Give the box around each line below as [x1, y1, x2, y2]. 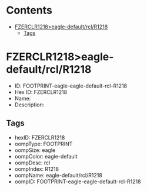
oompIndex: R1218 [14, 165, 59, 172]
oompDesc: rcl [14, 159, 51, 166]
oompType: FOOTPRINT [14, 140, 73, 147]
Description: [14, 101, 45, 108]
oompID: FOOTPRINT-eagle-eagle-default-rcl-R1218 [14, 178, 141, 185]
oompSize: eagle [14, 146, 56, 154]
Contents [6, 4, 53, 17]
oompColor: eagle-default [14, 153, 78, 160]
